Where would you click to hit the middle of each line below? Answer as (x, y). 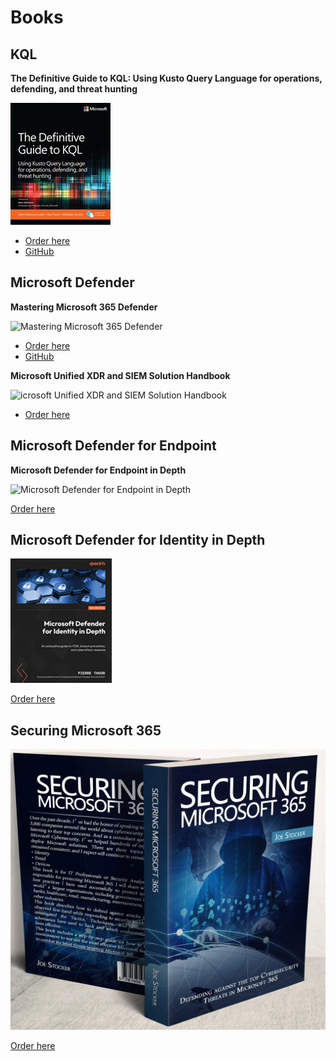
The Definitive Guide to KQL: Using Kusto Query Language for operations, (166, 78)
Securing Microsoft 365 (86, 730)
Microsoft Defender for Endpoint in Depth (98, 470)
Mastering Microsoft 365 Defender (84, 307)
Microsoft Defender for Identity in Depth (138, 540)
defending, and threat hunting (74, 89)
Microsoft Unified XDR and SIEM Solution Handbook (120, 375)
